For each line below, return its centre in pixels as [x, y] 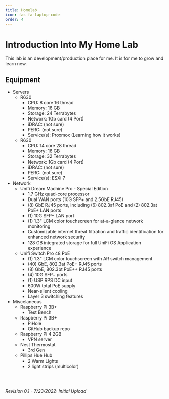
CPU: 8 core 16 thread [51, 103]
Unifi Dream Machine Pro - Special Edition [64, 189]
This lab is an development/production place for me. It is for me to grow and [85, 58]
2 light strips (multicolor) [53, 366]
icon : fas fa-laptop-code [32, 15]
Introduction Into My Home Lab [72, 44]
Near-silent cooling [48, 291]
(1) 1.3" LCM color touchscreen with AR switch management [90, 259]
